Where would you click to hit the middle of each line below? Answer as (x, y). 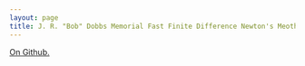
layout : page (34, 18)
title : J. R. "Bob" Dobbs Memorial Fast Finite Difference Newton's (142, 26)
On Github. (30, 52)
